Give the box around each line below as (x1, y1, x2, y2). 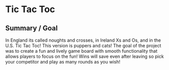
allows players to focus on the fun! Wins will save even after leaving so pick (5, 53, 164, 59)
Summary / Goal (5, 24, 58, 32)
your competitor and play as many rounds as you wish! (5, 59, 120, 64)
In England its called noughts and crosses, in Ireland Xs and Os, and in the (5, 37, 161, 43)
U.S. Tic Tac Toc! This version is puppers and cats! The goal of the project (5, 43, 162, 49)
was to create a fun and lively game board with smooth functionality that (5, 48, 158, 54)
